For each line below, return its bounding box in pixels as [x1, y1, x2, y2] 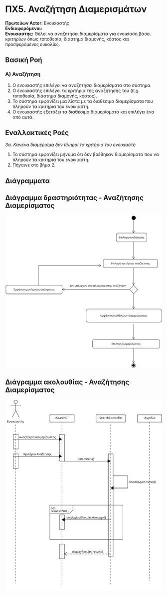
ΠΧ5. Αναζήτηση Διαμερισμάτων [5, 3, 147, 15]
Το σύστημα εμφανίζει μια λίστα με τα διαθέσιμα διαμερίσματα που [12, 98, 153, 104]
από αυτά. [12, 114, 34, 120]
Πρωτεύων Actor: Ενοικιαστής [5, 20, 70, 26]
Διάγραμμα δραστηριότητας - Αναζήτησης [5, 193, 144, 202]
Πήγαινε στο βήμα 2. [12, 162, 56, 168]
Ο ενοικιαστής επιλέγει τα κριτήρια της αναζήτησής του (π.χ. [12, 87, 140, 93]
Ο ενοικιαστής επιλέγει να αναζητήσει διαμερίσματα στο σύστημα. [12, 82, 152, 88]
